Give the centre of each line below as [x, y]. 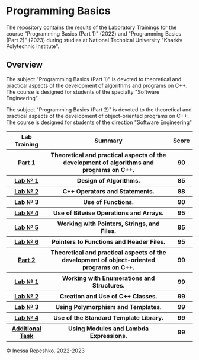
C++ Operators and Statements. [108, 191]
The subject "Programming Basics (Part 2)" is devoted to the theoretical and [99, 109]
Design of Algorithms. [108, 180]
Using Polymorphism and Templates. [108, 307]
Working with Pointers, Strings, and [108, 224]
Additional [26, 329]
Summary [108, 141]
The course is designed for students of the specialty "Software [83, 92]
